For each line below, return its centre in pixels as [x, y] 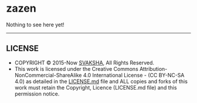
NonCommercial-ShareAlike [48, 75]
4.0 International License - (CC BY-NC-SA [134, 75]
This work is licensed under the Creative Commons [77, 68]
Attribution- [154, 68]
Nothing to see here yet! [35, 25]
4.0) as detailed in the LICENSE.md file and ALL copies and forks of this [101, 81]
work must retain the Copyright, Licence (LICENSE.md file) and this [96, 87]
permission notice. [37, 94]
